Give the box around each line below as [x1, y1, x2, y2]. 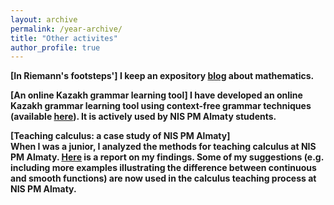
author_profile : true [10, 42, 101, 53]
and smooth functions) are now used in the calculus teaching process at [10, 172, 317, 185]
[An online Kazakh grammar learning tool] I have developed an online [10, 89, 303, 101]
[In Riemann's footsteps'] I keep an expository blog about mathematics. [10, 70, 315, 82]
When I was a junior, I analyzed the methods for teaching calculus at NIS [10, 141, 317, 153]
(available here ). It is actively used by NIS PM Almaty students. [10, 111, 277, 123]
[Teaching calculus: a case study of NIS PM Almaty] [10, 130, 231, 142]
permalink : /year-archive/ [10, 24, 123, 34]
